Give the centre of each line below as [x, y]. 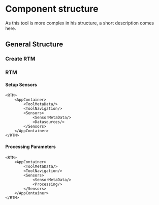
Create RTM [20, 59]
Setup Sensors [21, 84]
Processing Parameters [30, 147]
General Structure [34, 45]
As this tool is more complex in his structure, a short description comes [80, 23]
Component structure [52, 9]
